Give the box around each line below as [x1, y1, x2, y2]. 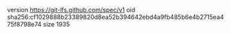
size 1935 [43, 20, 70, 28]
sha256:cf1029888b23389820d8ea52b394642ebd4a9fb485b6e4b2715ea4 [7, 13, 224, 21]
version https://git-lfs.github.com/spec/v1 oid [7, 6, 136, 14]
